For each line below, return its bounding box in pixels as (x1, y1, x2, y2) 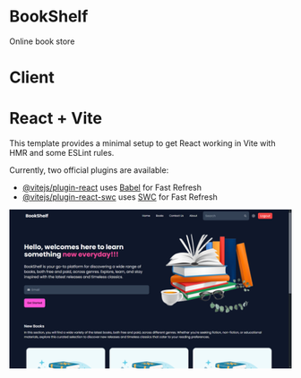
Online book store (9, 36, 75, 47)
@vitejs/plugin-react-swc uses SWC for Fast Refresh (21, 192, 218, 202)
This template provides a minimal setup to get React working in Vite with (9, 138, 276, 149)
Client (9, 67, 56, 88)
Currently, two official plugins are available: (9, 165, 169, 176)
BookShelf (9, 6, 89, 27)
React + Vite (9, 108, 103, 129)
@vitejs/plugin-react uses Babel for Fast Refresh (21, 182, 202, 193)
